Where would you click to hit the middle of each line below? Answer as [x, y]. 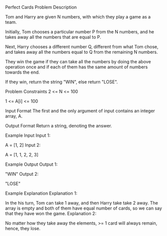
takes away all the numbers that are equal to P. [53, 37]
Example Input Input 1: [28, 135]
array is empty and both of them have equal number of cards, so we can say [83, 208]
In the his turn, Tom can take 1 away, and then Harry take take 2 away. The [82, 203]
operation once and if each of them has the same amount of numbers [77, 67]
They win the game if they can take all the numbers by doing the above [78, 61]
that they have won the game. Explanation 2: [51, 213]
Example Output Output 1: [31, 164]
